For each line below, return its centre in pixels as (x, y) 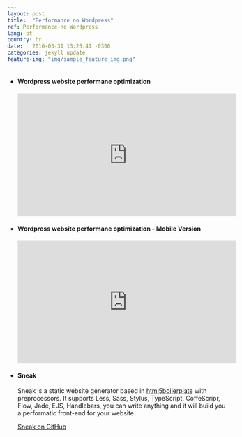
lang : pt (20, 33)
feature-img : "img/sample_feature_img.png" (71, 59)
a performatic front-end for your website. (76, 413)
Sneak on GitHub (42, 427)
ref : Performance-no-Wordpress (53, 27)
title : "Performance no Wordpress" (60, 20)
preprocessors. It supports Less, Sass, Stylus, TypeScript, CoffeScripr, (119, 399)
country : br (24, 40)
